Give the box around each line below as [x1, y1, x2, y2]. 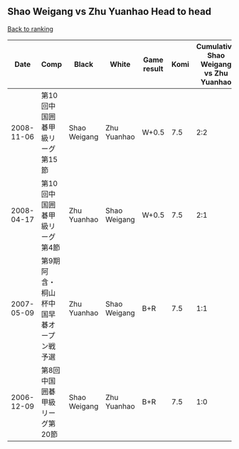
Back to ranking [7, 24, 53, 33]
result [143, 63, 164, 73]
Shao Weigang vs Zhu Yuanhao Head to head [7, 6, 212, 18]
